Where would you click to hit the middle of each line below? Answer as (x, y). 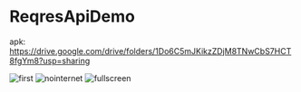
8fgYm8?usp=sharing (50, 60)
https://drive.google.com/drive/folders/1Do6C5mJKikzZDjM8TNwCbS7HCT (150, 51)
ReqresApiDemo (73, 17)
